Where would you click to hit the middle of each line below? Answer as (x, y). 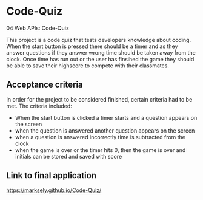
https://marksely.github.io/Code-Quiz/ (54, 190)
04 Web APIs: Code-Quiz (38, 28)
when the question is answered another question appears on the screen (105, 130)
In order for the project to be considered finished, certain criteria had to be (99, 99)
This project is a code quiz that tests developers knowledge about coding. (99, 40)
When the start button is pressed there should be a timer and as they (92, 46)
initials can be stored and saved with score (68, 156)
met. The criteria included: (39, 106)
